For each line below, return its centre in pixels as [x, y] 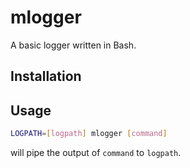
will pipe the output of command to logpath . [96, 153]
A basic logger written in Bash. [73, 45]
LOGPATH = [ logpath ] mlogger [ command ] [89, 134]
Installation [46, 76]
